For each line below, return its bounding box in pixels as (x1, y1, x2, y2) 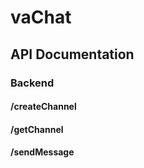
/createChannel (10, 101, 77, 113)
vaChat (10, 6, 72, 29)
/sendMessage (10, 146, 75, 158)
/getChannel (10, 123, 64, 135)
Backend (10, 76, 55, 90)
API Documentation (10, 46, 135, 63)
